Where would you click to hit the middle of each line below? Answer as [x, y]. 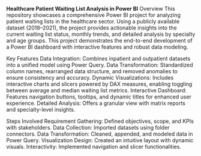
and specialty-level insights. [41, 109]
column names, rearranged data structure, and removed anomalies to [92, 71]
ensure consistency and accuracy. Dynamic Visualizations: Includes [90, 78]
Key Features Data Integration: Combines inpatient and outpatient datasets [98, 58]
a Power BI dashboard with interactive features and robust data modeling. [97, 47]
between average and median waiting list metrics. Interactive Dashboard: [97, 90]
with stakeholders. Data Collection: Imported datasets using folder [88, 127]
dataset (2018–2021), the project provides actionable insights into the [91, 28]
